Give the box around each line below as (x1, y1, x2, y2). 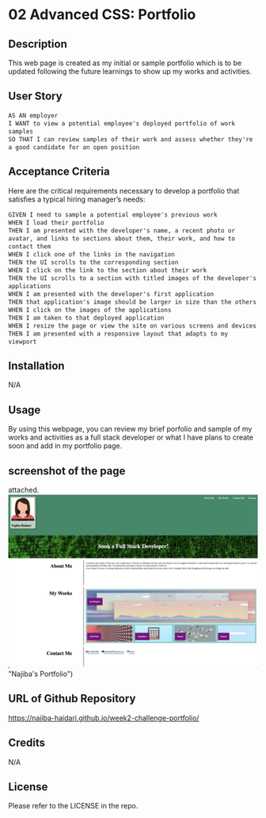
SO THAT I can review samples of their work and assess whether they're (8, 135, 253, 144)
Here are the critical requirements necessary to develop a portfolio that (8, 186, 240, 195)
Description (8, 37, 67, 51)
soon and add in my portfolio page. (8, 441, 123, 451)
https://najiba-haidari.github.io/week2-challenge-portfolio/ (8, 712, 199, 723)
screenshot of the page (8, 464, 126, 478)
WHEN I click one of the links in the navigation (8, 250, 176, 259)
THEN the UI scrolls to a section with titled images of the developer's (8, 274, 257, 282)
